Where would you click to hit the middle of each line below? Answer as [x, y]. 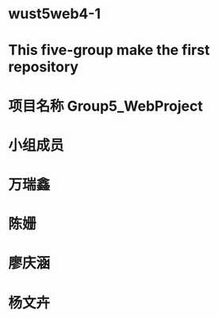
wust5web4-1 [55, 14]
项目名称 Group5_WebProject [106, 106]
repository [44, 67]
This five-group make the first [109, 50]
